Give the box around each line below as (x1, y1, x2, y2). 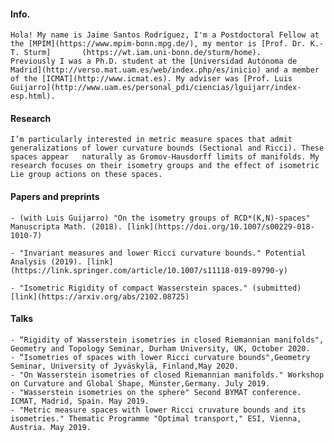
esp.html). (10, 91, 56, 102)
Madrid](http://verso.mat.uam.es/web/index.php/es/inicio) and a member (10, 65, 320, 75)
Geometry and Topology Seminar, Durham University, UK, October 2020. (10, 343, 311, 354)
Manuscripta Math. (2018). (10, 221, 123, 232)
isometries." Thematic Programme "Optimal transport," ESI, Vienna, (10, 413, 302, 424)
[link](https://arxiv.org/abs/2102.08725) (10, 291, 190, 302)
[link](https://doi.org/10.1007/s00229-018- (126, 221, 315, 232)
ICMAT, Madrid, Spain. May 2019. (10, 396, 150, 406)
